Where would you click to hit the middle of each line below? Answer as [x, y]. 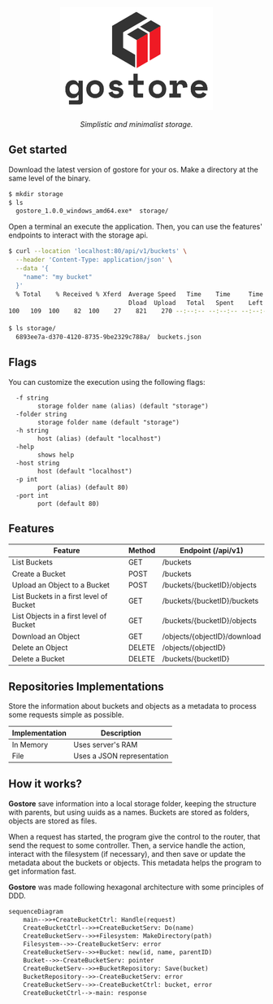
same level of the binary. [50, 178]
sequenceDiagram [36, 911]
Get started [38, 150]
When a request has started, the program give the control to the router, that [134, 836]
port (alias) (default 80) [83, 487]
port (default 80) [69, 504]
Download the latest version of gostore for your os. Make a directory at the [133, 169]
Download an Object [46, 636]
